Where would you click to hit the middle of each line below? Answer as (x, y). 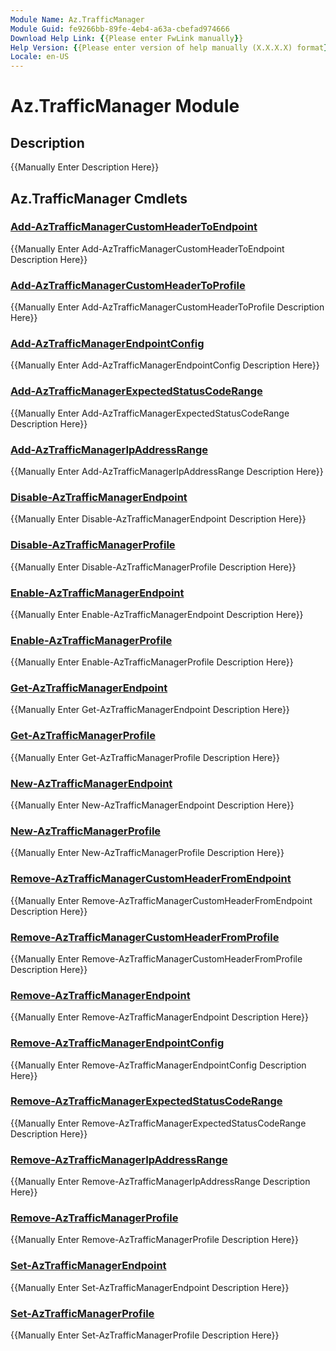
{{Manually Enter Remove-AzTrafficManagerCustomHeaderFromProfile (156, 958)
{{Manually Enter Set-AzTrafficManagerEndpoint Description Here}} (150, 1287)
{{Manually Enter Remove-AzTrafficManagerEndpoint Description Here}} (160, 1017)
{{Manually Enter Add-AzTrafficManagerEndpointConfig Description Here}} (165, 365)
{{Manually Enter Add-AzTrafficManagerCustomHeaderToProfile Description (167, 307)
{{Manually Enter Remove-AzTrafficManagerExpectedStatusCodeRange (158, 1123)
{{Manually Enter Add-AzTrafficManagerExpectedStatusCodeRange (150, 413)
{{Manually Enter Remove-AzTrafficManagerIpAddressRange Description (160, 1182)
